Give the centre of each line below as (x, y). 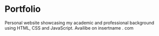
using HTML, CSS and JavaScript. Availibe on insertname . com (69, 28)
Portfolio (23, 9)
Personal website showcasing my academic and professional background (79, 23)
